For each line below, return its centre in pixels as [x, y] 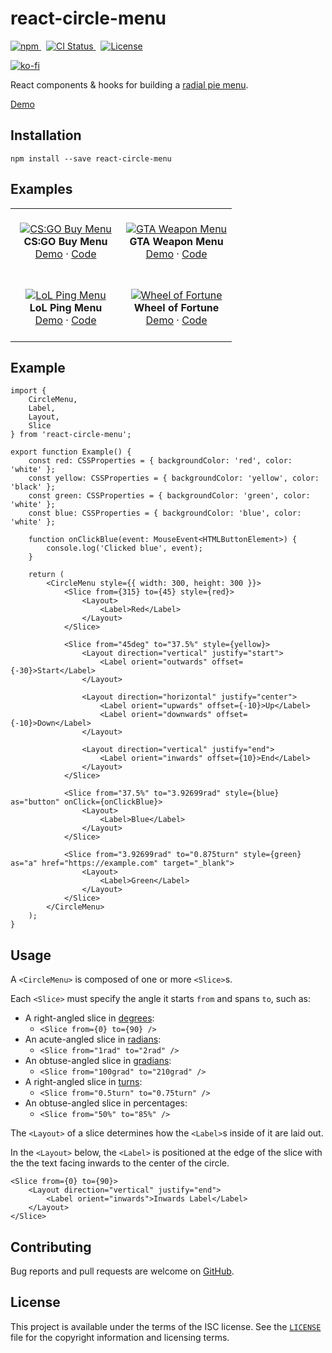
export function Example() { [71, 452]
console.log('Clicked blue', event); [124, 548]
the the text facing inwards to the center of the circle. [120, 1163]
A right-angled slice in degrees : [89, 1018]
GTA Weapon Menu [176, 241]
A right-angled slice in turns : [83, 1082]
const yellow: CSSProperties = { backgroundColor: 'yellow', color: [174, 478]
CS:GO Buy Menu [65, 241]
